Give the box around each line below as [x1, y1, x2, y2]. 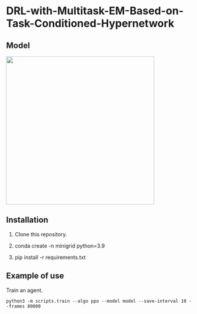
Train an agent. [6, 286, 43, 294]
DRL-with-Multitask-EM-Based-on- [6, 4, 184, 18]
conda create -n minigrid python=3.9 [14, 242, 105, 249]
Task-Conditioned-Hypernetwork [6, 17, 175, 30]
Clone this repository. [14, 230, 67, 238]
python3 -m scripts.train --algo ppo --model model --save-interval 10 [6, 298, 186, 304]
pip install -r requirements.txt [14, 254, 86, 261]
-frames [6, 303, 25, 309]
